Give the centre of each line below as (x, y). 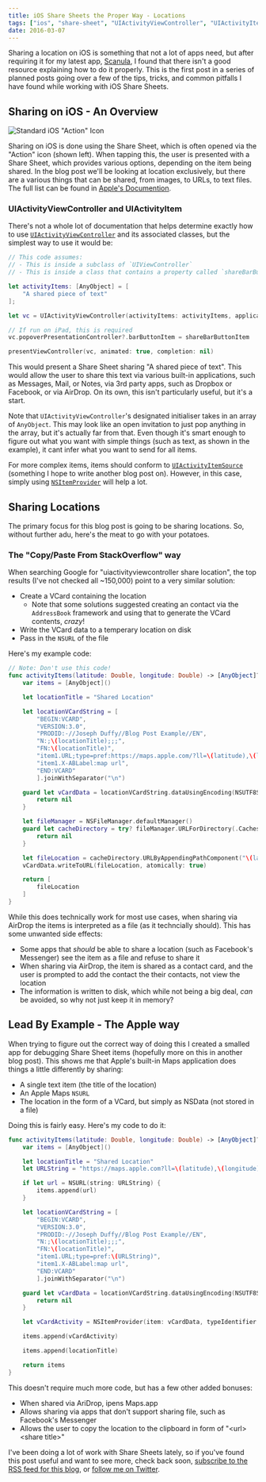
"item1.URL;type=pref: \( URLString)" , (99, 1257)
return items (44, 1365)
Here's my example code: (50, 654)
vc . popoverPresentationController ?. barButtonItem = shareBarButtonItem (129, 337)
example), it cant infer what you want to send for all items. (103, 450)
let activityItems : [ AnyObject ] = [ (68, 287)
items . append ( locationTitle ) (70, 1351)
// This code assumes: (46, 258)
